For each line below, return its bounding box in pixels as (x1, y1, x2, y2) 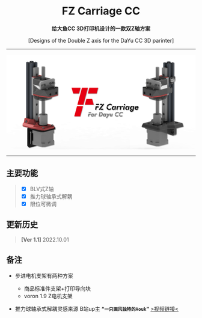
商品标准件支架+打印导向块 (23, 284, 91, 292)
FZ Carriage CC (61, 4, 141, 18)
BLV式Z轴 (29, 185, 54, 192)
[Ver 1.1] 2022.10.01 (20, 236, 69, 243)
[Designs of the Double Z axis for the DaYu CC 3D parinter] (28, 37, 174, 44)
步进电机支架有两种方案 (14, 272, 73, 279)
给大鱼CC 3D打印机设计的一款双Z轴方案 (51, 25, 151, 32)
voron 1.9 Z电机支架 (23, 292, 73, 299)
